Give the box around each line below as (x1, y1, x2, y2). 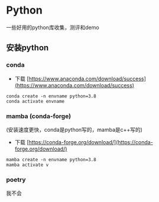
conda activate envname (6, 98, 65, 104)
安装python (6, 43, 49, 53)
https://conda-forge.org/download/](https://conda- (28, 138, 154, 145)
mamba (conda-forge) (6, 112, 72, 120)
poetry (6, 175, 26, 184)
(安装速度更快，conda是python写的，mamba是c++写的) (6, 126, 143, 133)
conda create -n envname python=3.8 (6, 93, 96, 99)
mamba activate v (6, 162, 49, 168)
